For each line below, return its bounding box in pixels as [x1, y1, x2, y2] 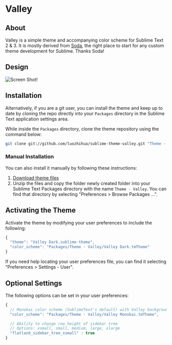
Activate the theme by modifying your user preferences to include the [5, 219, 153, 226]
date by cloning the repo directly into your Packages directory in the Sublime [5, 110, 165, 116]
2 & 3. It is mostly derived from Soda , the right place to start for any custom [5, 43, 164, 49]
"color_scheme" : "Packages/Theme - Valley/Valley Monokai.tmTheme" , [10, 312, 159, 317]
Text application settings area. [5, 116, 69, 122]
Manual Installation [5, 153, 54, 160]
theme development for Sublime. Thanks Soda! [5, 48, 104, 54]
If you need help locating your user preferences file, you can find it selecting [5, 258, 166, 265]
